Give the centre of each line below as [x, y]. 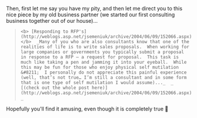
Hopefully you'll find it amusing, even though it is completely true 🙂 [87, 109]
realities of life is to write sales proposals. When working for [105, 47]
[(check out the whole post [55, 88]
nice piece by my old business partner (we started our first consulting [91, 15]
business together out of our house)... [52, 21]
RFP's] [79, 32]
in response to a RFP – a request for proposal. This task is [100, 57]
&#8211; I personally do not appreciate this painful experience [103, 72]
